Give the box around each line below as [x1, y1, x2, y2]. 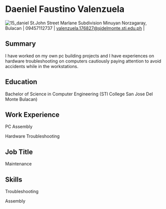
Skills [5, 175, 22, 184]
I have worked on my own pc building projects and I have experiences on [5, 53, 155, 59]
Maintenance [5, 161, 32, 167]
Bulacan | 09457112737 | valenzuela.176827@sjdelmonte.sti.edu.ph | [5, 25, 145, 31]
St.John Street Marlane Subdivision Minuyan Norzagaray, [29, 20, 147, 26]
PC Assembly [5, 124, 33, 130]
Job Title [5, 147, 33, 156]
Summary [5, 40, 36, 48]
